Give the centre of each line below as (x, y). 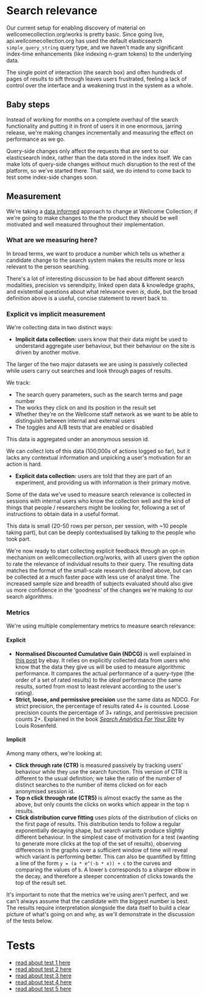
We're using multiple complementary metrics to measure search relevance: (101, 626)
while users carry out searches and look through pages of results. (89, 371)
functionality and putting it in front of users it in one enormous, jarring (94, 126)
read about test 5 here (43, 988)
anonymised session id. (45, 791)
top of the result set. (41, 882)
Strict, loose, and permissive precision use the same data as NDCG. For (107, 699)
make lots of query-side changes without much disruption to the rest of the (101, 164)
